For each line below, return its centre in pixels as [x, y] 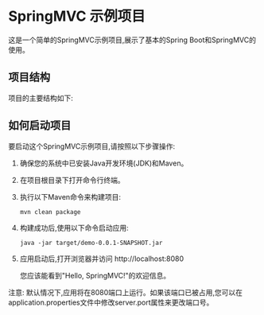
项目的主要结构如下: [41, 98]
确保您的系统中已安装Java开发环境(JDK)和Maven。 [104, 163]
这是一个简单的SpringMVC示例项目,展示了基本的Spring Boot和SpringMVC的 [132, 40]
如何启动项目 [40, 125]
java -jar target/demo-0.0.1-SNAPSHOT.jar [91, 243]
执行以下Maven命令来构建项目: [70, 196]
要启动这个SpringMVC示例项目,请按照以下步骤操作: [92, 146]
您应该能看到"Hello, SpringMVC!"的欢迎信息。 [95, 275]
